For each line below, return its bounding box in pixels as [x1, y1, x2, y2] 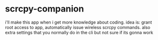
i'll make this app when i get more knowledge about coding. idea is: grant [5, 19, 152, 25]
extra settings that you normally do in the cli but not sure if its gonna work [5, 29, 154, 35]
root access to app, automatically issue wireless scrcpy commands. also [5, 24, 150, 30]
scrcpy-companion [5, 3, 84, 14]
